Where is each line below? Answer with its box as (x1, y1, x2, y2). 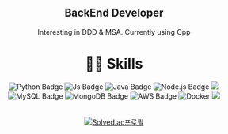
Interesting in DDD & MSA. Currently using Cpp (37, 27, 191, 36)
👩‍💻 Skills (85, 55, 143, 73)
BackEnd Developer (64, 6, 164, 20)
